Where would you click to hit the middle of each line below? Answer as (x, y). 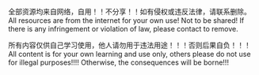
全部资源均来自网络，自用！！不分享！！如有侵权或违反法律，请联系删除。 (129, 11)
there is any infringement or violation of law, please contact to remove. (124, 29)
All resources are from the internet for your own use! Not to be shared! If (126, 21)
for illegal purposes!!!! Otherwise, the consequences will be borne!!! (119, 62)
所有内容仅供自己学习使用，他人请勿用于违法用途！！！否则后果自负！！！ (129, 45)
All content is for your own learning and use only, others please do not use (129, 54)
